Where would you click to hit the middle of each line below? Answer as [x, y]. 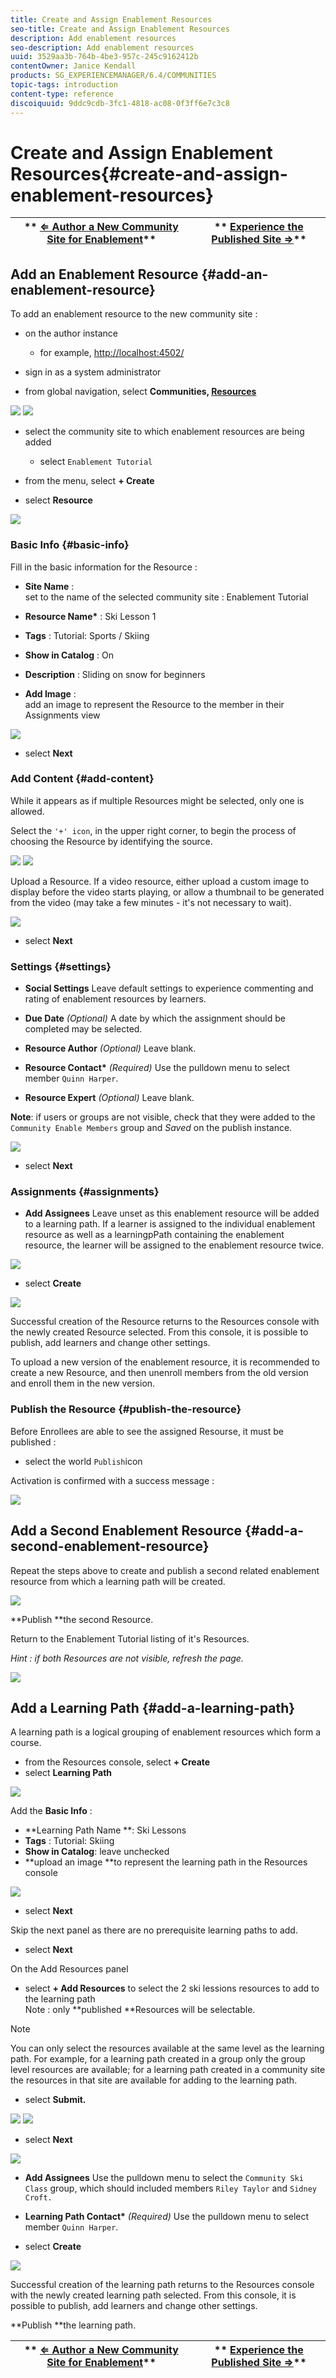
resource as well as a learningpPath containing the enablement [154, 1235]
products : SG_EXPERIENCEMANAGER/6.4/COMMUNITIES [113, 76]
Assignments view [62, 715]
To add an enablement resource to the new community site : [134, 314]
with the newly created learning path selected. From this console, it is [153, 2295]
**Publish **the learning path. [73, 2325]
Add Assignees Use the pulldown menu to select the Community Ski [164, 2178]
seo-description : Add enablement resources [102, 47]
